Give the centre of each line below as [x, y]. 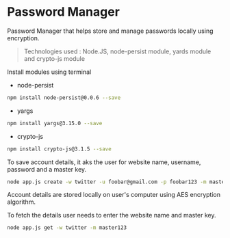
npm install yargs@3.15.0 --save [55, 123]
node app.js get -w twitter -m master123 [67, 228]
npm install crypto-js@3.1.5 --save [59, 149]
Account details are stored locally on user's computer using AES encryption [114, 195]
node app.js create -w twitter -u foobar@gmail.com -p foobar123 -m [107, 182]
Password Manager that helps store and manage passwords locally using [110, 31]
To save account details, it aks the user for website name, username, [104, 162]
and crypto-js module [54, 58]
